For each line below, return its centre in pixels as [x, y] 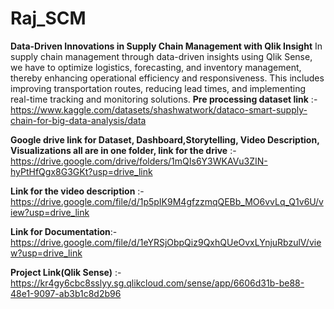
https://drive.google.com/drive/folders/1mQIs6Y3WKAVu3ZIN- [139, 161]
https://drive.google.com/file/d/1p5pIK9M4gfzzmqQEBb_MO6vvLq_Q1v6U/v [167, 201]
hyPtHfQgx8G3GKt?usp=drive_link [81, 171]
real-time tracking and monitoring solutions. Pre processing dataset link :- [164, 99]
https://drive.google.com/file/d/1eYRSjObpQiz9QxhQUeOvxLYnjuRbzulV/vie [166, 242]
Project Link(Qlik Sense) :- [66, 272]
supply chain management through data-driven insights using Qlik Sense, [161, 56]
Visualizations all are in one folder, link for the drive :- [123, 150]
